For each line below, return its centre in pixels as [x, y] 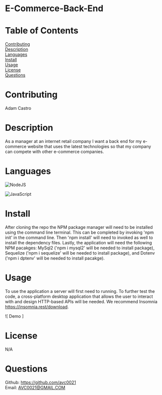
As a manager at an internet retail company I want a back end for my [73, 141]
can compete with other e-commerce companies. [55, 152]
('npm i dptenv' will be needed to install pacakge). [55, 258]
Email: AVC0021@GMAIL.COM [35, 387]
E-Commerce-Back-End [54, 9]
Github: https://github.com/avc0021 [40, 382]
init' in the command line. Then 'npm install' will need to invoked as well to [79, 237]
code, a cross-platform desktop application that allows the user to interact [79, 296]
